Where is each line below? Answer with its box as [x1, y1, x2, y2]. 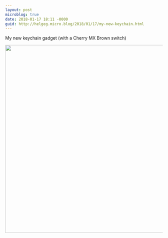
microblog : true [5, 12, 39, 17]
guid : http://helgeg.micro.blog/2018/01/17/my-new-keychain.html [5, 21, 144, 27]
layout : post [5, 7, 32, 13]
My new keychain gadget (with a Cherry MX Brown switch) [5, 35, 126, 41]
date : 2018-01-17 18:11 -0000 [5, 17, 68, 22]
